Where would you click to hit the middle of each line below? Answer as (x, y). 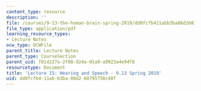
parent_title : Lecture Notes (42, 51)
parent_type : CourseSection (41, 56)
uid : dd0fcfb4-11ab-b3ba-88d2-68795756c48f (61, 78)
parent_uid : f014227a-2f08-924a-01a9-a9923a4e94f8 (71, 62)
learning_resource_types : (38, 34)
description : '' (26, 17)
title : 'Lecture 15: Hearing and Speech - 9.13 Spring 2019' (84, 73)
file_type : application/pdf (41, 28)
